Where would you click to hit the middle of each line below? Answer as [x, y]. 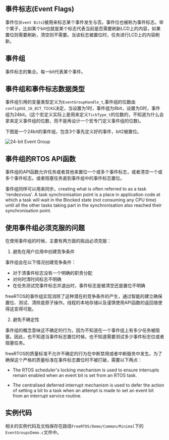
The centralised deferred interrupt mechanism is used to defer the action [88, 385]
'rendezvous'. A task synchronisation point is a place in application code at [83, 195]
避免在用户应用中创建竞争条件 [43, 252]
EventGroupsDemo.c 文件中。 [33, 432]
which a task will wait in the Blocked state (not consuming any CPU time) [81, 200]
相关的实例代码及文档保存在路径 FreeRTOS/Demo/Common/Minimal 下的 [74, 426]
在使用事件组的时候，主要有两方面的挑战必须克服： [58, 241]
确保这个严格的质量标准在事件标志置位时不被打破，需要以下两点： [74, 360]
